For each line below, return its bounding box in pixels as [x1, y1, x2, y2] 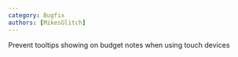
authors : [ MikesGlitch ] [8, 19, 86, 27]
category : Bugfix [8, 11, 65, 20]
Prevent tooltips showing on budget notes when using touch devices [8, 40, 230, 49]
